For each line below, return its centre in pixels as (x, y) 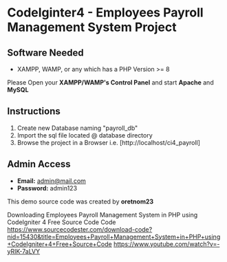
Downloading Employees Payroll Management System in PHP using (102, 215)
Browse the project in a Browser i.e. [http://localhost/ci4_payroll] (109, 142)
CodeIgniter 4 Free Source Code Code (62, 222)
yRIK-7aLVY (24, 251)
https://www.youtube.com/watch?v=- (166, 244)
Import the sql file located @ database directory (85, 135)
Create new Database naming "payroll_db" (77, 128)
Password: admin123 (47, 188)
